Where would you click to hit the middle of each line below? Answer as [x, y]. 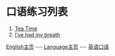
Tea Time [26, 28]
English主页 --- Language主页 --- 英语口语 [58, 47]
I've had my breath [37, 34]
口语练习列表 [37, 12]
